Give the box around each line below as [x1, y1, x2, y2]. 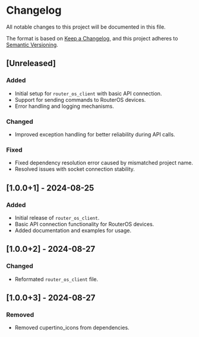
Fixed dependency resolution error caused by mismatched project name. [14, 159, 193, 167]
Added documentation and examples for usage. [14, 227, 132, 234]
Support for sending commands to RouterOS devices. [14, 96, 146, 103]
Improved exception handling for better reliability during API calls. [14, 130, 175, 138]
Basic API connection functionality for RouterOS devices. [14, 220, 154, 227]
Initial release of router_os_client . [14, 214, 100, 221]
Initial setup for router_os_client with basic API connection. [14, 90, 162, 97]
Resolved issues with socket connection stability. [14, 166, 135, 173]
